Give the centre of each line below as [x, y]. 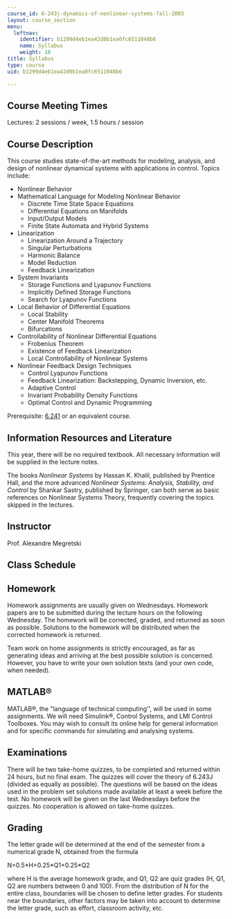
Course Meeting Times [57, 106]
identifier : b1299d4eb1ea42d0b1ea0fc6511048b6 [88, 40]
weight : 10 [35, 53]
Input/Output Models [57, 218]
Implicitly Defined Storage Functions [79, 292]
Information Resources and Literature [90, 438]
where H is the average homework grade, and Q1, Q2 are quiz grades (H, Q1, [116, 879]
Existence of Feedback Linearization [79, 351]
